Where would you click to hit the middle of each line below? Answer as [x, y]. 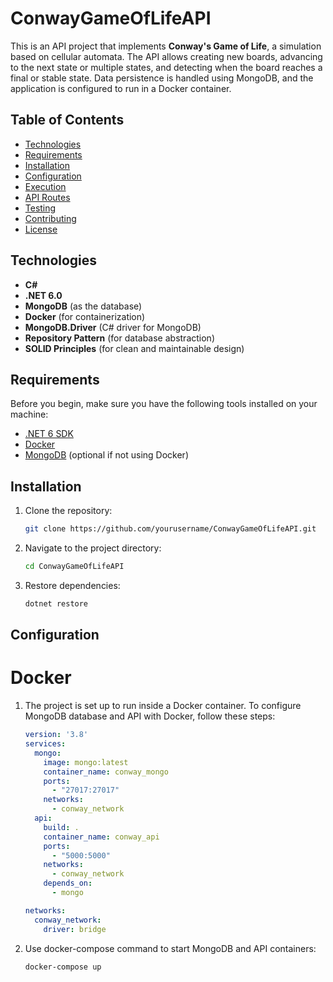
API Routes [47, 197]
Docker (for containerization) [85, 316]
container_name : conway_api [101, 837]
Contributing [50, 218]
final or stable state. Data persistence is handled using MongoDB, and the [162, 78]
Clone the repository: [68, 511]
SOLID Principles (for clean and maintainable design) [134, 348]
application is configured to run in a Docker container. [121, 88]
